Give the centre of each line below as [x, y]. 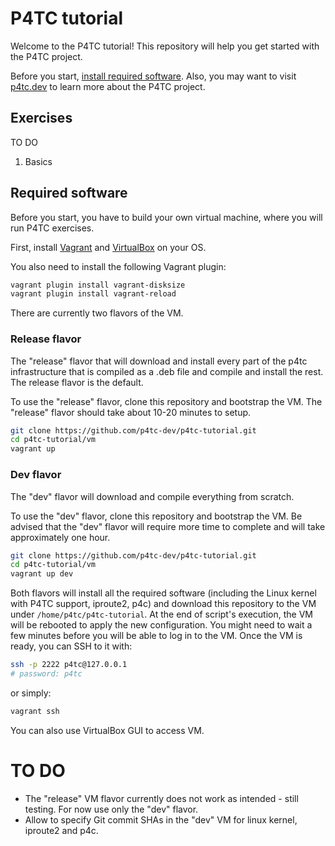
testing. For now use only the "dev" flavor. [111, 809]
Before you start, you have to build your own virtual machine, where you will [166, 217]
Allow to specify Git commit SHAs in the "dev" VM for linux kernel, [161, 819]
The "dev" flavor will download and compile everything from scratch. [152, 496]
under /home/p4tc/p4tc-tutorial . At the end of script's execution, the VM [161, 614]
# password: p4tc [46, 674]
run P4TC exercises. [52, 228]
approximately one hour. [60, 537]
